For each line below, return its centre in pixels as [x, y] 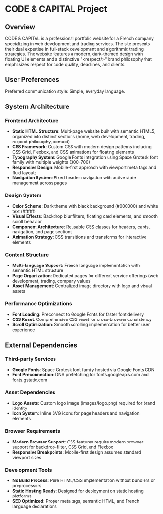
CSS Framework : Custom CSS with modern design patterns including [82, 146]
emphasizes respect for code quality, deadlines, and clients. [65, 64]
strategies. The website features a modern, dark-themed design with [74, 54]
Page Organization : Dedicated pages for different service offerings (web [85, 276]
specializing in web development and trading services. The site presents [78, 44]
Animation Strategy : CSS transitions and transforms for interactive [79, 237]
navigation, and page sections [42, 231]
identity [20, 408]
